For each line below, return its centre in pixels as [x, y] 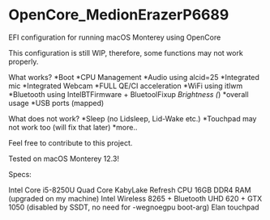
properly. [24, 61]
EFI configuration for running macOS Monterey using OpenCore [115, 37]
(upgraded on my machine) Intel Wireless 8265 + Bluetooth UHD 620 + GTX [135, 198]
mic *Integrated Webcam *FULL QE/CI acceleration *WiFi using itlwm [126, 86]
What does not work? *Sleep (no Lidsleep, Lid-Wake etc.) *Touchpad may [133, 118]
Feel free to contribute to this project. [71, 142]
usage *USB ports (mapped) [56, 103]
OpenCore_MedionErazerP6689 [119, 15]
